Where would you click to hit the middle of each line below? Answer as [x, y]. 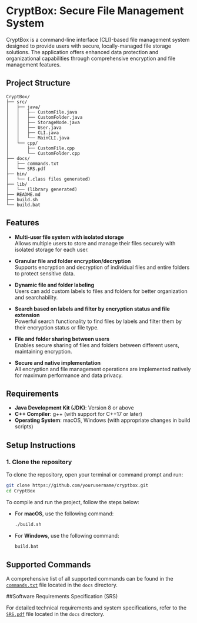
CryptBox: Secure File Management [95, 11]
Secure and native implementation [58, 362]
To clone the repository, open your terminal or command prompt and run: [95, 475]
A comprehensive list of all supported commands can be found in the [90, 579]
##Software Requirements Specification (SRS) [62, 597]
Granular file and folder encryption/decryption [73, 261]
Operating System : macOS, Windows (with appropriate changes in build [102, 420]
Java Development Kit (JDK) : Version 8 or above [74, 408]
